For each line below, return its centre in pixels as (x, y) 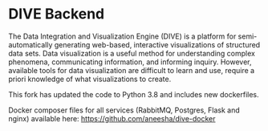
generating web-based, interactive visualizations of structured (157, 44)
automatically (30, 44)
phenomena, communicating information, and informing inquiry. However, (130, 62)
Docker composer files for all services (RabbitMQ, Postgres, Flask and (124, 110)
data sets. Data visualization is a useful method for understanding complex (132, 53)
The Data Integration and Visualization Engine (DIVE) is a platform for (122, 36)
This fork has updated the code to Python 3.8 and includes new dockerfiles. (134, 94)
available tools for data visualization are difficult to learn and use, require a (132, 70)
